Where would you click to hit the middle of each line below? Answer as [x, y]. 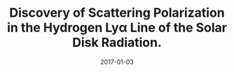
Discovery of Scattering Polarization [117, 13]
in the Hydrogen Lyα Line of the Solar [117, 28]
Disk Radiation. [117, 43]
